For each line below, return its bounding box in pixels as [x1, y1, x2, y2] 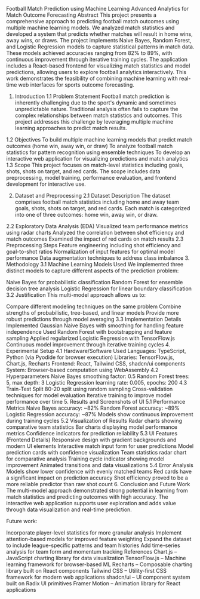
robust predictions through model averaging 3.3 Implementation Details [6, 316, 181, 322]
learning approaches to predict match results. [14, 125, 127, 131]
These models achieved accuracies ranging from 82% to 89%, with [6, 50, 173, 56]
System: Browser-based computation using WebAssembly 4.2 [6, 367, 159, 373]
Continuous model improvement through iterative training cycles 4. [6, 341, 171, 348]
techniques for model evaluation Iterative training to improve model [6, 392, 171, 399]
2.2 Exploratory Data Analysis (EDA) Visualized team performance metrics [6, 223, 189, 229]
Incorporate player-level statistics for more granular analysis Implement [6, 529, 182, 536]
